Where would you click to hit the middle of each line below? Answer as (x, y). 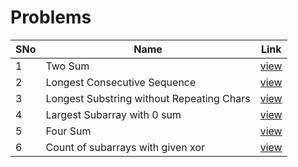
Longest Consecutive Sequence (121, 82)
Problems (51, 17)
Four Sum (68, 131)
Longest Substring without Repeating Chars (148, 98)
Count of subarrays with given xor (125, 147)
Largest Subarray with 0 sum (113, 114)
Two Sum (67, 66)
